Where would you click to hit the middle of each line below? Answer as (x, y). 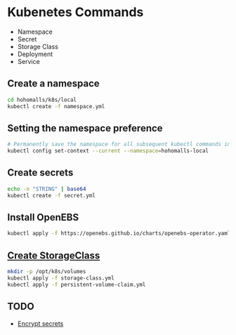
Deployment (35, 54)
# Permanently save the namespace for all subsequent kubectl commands (114, 145)
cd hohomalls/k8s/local (42, 100)
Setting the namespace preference (85, 128)
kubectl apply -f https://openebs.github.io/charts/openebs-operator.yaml (119, 234)
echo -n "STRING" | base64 (47, 189)
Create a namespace (53, 84)
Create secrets (40, 173)
